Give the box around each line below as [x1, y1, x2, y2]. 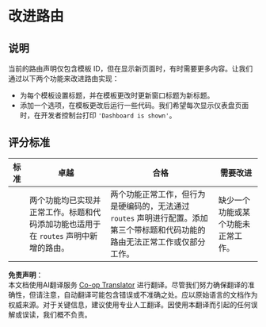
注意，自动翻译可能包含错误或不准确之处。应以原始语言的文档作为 [42, 290, 258, 299]
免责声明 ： [8, 270, 44, 279]
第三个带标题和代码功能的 [110, 224, 206, 235]
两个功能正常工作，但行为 [110, 188, 206, 199]
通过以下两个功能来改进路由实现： [8, 74, 120, 83]
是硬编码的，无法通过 [110, 200, 190, 211]
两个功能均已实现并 [28, 194, 101, 206]
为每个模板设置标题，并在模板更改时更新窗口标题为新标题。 [19, 90, 215, 100]
